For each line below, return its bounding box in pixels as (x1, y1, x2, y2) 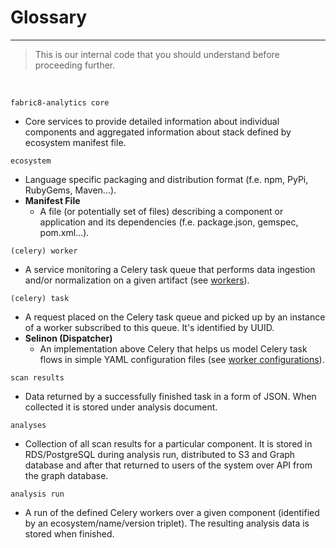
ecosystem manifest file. (24, 136, 127, 148)
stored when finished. (24, 527, 115, 540)
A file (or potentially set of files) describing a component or (39, 205, 284, 217)
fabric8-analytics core (10, 97, 110, 108)
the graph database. (24, 469, 109, 481)
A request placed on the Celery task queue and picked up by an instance (24, 311, 326, 323)
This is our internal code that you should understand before (34, 48, 280, 60)
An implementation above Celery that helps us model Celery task (39, 342, 308, 355)
